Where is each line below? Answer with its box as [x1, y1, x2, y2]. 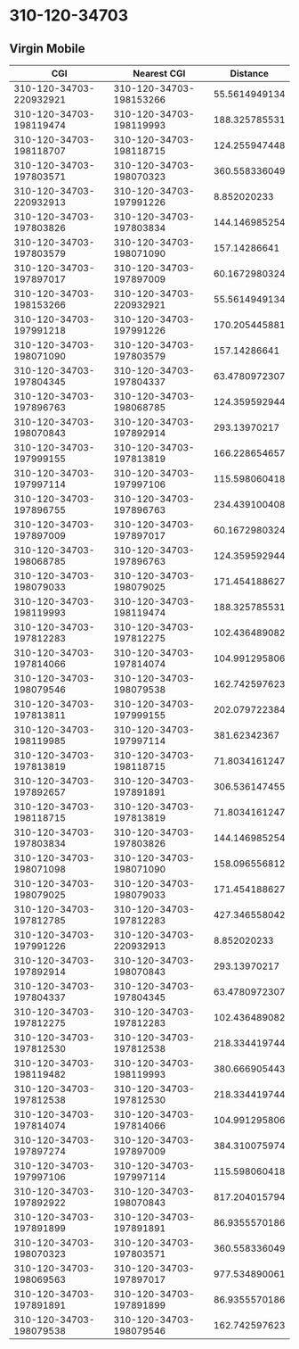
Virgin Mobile [9, 41, 85, 56]
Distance [230, 68, 270, 79]
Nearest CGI [133, 68, 186, 79]
